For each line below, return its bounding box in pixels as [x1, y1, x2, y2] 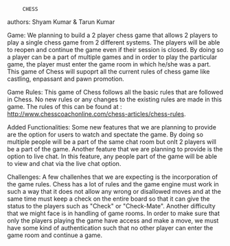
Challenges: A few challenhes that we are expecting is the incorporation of [7, 173, 218, 181]
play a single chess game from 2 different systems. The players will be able [7, 38, 220, 47]
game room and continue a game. [7, 231, 103, 239]
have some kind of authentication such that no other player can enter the [7, 224, 214, 232]
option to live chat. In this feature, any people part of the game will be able [7, 152, 218, 160]
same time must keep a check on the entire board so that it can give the [7, 195, 210, 203]
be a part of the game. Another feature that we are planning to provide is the [7, 145, 223, 153]
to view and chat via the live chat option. [7, 160, 122, 167]
